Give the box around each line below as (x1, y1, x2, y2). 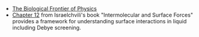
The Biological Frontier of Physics (12, 5, 97, 12)
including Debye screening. (12, 24, 81, 31)
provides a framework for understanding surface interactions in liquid (12, 18, 187, 24)
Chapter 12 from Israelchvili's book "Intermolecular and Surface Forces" (12, 11, 194, 18)
